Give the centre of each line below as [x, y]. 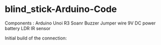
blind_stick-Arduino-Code [61, 9]
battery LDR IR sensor [28, 28]
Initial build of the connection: [36, 38]
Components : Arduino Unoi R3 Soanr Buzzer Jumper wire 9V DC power [80, 23]
